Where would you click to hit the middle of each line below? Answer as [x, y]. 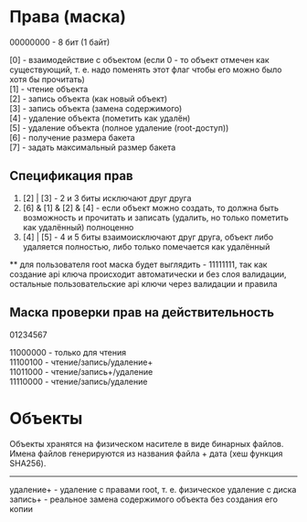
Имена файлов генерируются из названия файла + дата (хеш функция [146, 453]
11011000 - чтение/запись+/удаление [81, 371]
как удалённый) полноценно [78, 227]
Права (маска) [68, 17]
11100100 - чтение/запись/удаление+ [81, 362]
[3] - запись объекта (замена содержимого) [96, 108]
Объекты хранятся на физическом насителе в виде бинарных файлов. [147, 443]
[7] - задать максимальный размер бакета [93, 147]
